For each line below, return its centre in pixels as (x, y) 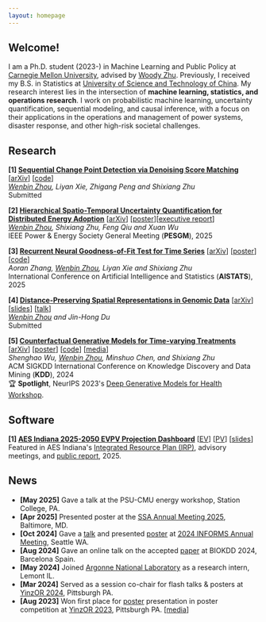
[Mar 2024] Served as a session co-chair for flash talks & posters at (131, 584)
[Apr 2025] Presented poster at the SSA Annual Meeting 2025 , (123, 516)
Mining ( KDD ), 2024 (41, 374)
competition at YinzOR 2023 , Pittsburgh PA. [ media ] (104, 609)
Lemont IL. (37, 575)
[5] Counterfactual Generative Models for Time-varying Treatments (122, 341)
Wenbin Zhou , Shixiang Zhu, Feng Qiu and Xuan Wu (93, 228)
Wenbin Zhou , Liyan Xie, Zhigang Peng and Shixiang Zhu (102, 186)
